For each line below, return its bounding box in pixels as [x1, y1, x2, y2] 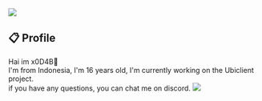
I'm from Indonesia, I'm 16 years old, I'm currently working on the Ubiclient [8, 65, 255, 75]
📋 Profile [8, 31, 56, 45]
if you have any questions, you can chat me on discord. [8, 83, 191, 93]
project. [8, 74, 34, 83]
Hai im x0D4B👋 [8, 56, 58, 67]
